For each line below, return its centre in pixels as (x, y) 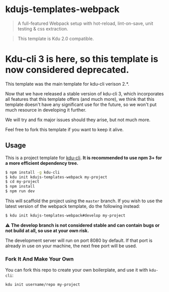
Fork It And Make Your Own (39, 259)
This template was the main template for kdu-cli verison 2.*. (67, 84)
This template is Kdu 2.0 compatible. (56, 39)
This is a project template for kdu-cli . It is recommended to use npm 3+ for (84, 158)
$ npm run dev (20, 191)
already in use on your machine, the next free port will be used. (71, 246)
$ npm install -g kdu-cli (32, 172)
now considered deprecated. (67, 70)
